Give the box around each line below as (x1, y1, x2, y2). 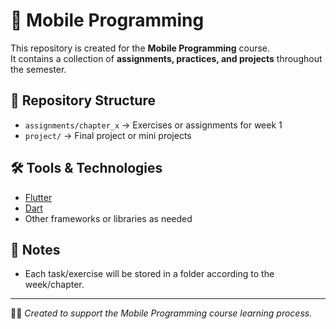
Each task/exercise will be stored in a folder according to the (24, 268, 275, 280)
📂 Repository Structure (10, 92, 156, 109)
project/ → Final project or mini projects (24, 129, 192, 141)
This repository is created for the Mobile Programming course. (10, 42, 271, 54)
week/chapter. (24, 279, 85, 291)
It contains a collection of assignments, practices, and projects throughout (10, 52, 323, 64)
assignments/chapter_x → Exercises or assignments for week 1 (24, 119, 283, 131)
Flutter (24, 191, 53, 203)
